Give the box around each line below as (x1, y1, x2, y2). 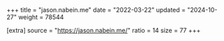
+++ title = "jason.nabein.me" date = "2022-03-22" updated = (6, 6, 186, 14)
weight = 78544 (17, 13, 64, 21)
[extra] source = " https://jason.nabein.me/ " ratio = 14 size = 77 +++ (6, 27, 201, 34)
